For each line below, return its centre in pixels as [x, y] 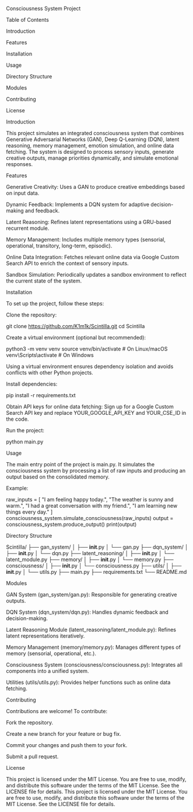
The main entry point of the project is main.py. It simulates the [80, 464]
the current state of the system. [44, 281]
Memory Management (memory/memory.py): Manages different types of [93, 647]
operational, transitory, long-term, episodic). [59, 246]
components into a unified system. [48, 671]
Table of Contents [28, 20]
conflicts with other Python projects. [50, 373]
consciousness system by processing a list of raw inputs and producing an [96, 471]
